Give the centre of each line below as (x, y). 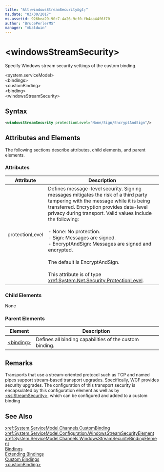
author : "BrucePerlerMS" (30, 23)
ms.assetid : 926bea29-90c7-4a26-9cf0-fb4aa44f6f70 (58, 19)
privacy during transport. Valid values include (100, 213)
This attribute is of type (75, 274)
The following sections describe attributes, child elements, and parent (75, 149)
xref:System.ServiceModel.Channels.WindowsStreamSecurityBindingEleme (81, 439)
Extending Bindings (24, 454)
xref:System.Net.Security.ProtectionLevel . (96, 280)
